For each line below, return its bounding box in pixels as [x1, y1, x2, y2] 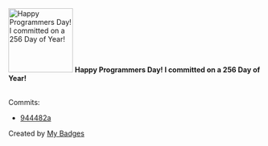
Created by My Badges [8, 128, 85, 138]
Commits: [8, 98, 40, 107]
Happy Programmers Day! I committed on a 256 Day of [74, 65, 261, 75]
